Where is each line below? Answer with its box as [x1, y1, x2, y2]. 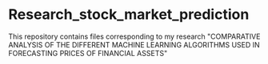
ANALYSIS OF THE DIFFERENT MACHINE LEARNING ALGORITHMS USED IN [8, 40, 260, 49]
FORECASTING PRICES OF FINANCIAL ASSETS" [8, 48, 168, 58]
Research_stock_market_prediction [8, 6, 250, 24]
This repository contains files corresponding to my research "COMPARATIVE [8, 32, 261, 41]
